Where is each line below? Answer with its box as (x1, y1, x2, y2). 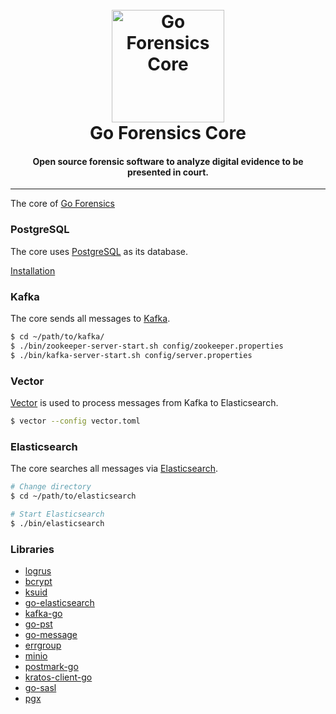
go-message (24, 628, 78, 640)
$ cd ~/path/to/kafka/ (10, 331, 105, 342)
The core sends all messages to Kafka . (10, 312, 171, 324)
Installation (10, 264, 56, 277)
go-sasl (24, 681, 57, 693)
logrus (24, 564, 52, 577)
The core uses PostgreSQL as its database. (10, 245, 188, 257)
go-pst (24, 618, 53, 630)
